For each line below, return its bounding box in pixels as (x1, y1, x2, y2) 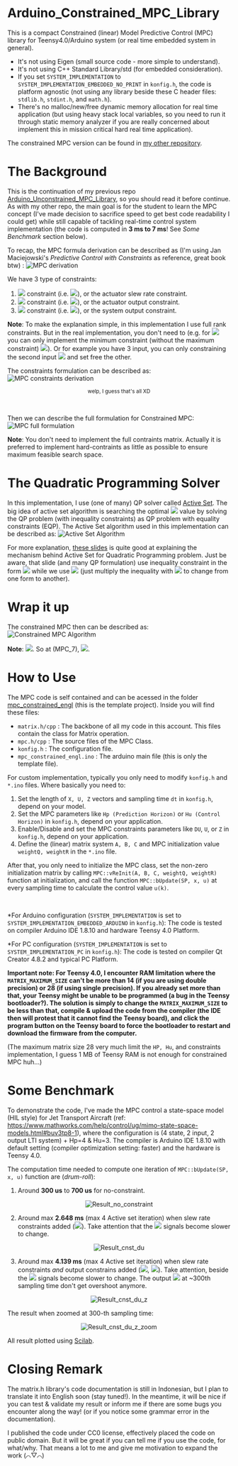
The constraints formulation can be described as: (7, 366, 151, 375)
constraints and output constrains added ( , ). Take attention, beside (17, 1265, 229, 1274)
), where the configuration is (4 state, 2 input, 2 (76, 1129, 215, 1137)
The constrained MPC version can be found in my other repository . (7, 138, 203, 147)
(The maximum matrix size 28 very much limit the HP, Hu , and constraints (7, 1042, 221, 1051)
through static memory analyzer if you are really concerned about (17, 117, 210, 125)
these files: (7, 707, 40, 717)
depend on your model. (17, 802, 86, 810)
